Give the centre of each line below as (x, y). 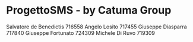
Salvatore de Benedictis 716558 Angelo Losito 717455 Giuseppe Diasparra (96, 27)
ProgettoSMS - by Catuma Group (89, 10)
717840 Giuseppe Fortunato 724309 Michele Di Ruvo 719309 (81, 33)
